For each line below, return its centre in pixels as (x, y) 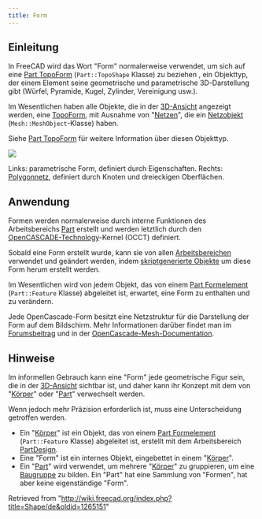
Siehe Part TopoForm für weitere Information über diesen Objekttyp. (118, 139)
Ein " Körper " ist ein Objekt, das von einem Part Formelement (118, 433)
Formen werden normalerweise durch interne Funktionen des (107, 221)
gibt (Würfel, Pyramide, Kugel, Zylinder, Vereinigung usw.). (103, 91)
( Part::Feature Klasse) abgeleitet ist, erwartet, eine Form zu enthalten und (129, 293)
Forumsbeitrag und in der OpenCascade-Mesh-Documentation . (111, 334)
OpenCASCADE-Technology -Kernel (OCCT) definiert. (94, 238)
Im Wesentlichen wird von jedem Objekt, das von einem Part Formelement (128, 285)
